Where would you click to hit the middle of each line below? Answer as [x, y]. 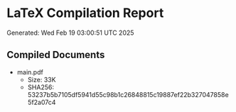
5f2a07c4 [42, 102]
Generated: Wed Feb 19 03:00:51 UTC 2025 [70, 33]
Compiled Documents [56, 55]
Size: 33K [42, 79]
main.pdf [30, 72]
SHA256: [41, 87]
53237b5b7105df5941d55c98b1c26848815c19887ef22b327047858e [128, 94]
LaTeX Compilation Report [85, 13]
